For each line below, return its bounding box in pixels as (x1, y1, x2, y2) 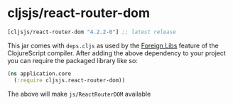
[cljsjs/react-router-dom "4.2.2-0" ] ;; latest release (7, 28, 176, 35)
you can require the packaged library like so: (7, 56, 139, 65)
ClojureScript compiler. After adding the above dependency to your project (7, 48, 226, 57)
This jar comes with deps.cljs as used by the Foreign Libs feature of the (7, 41, 219, 50)
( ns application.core (7, 70, 72, 77)
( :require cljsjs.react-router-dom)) (13, 77, 126, 84)
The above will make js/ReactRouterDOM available (7, 89, 151, 98)
